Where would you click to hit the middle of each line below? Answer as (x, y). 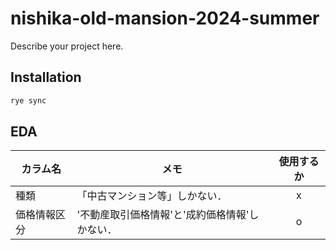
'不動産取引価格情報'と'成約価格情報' (163, 215)
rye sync (28, 100)
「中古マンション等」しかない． (152, 196)
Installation (46, 77)
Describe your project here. (67, 46)
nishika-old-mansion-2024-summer (165, 18)
